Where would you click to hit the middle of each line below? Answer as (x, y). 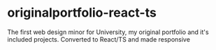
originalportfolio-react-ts (82, 13)
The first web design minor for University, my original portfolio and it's (108, 32)
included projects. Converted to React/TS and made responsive (99, 39)
